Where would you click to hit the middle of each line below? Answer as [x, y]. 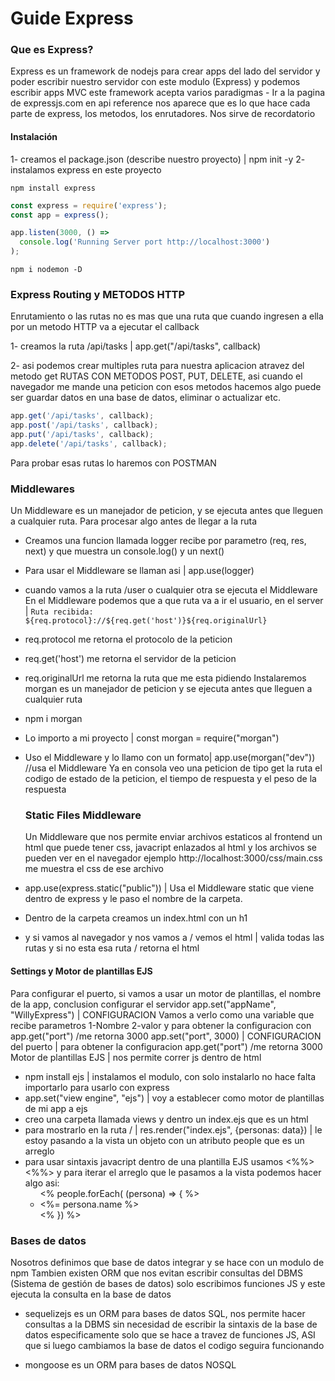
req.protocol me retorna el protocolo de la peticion [128, 639]
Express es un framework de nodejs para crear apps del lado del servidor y [165, 71]
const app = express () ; [60, 215]
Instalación [34, 137]
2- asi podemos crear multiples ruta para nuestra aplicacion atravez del [157, 366]
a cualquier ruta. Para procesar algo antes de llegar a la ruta [134, 521]
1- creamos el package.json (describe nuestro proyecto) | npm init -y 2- [158, 159]
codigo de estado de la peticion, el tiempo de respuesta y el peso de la [170, 779]
